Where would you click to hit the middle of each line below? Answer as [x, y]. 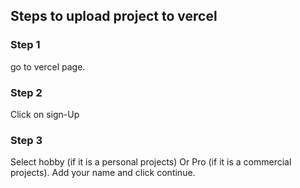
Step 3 [26, 140]
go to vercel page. [48, 66]
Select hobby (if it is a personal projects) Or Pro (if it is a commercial [151, 162]
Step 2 [26, 92]
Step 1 [25, 45]
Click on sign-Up [45, 114]
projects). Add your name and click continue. [103, 173]
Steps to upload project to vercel [114, 16]
